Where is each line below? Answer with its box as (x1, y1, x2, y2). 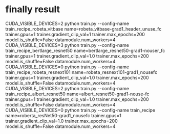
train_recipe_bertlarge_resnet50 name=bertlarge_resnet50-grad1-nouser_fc (5, 47, 165, 53)
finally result (5, 4, 60, 15)
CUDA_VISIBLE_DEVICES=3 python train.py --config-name (5, 42, 130, 48)
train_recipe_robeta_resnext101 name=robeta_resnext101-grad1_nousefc (5, 69, 158, 75)
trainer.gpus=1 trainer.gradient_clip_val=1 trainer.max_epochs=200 (5, 31, 145, 37)
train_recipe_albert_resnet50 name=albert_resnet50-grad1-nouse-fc (5, 91, 150, 97)
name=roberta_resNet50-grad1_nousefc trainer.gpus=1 (5, 112, 122, 118)
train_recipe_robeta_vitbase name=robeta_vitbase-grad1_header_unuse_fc (5, 25, 162, 32)
